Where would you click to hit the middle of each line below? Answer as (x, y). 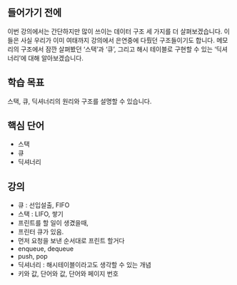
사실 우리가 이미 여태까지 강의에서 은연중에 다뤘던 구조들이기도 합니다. (118, 40)
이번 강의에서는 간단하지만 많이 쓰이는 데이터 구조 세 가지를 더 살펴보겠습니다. (115, 31)
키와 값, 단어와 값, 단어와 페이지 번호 (68, 274)
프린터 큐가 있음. (41, 232)
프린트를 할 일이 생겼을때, (53, 223)
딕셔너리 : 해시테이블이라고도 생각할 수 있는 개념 (84, 265)
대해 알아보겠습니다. (56, 58)
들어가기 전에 (35, 13)
